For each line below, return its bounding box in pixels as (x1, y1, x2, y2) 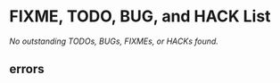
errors (9, 62, 45, 77)
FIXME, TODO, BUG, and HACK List (9, 6, 271, 27)
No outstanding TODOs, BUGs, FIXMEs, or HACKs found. (9, 36, 218, 46)
